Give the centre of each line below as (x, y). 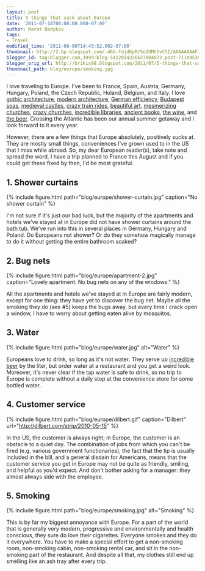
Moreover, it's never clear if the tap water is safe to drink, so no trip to (94, 372)
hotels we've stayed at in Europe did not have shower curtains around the (99, 222)
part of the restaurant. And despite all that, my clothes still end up (111, 555)
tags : (13, 35)
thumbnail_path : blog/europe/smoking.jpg (60, 69)
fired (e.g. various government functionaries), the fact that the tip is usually (101, 450)
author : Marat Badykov (35, 29)
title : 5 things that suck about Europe (59, 18)
